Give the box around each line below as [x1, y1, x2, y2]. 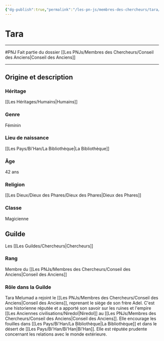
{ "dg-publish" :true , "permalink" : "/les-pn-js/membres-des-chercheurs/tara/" [5, 7, 163, 12]
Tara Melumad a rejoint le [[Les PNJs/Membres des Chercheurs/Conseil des [5, 295, 159, 301]
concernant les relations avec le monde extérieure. [5, 331, 107, 337]
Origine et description [5, 73, 73, 81]
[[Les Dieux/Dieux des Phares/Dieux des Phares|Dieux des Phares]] [5, 192, 142, 198]
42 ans [5, 169, 20, 175]
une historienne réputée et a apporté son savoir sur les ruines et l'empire [5, 305, 151, 311]
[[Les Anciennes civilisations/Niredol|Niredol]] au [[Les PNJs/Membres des [5, 311, 156, 317]
